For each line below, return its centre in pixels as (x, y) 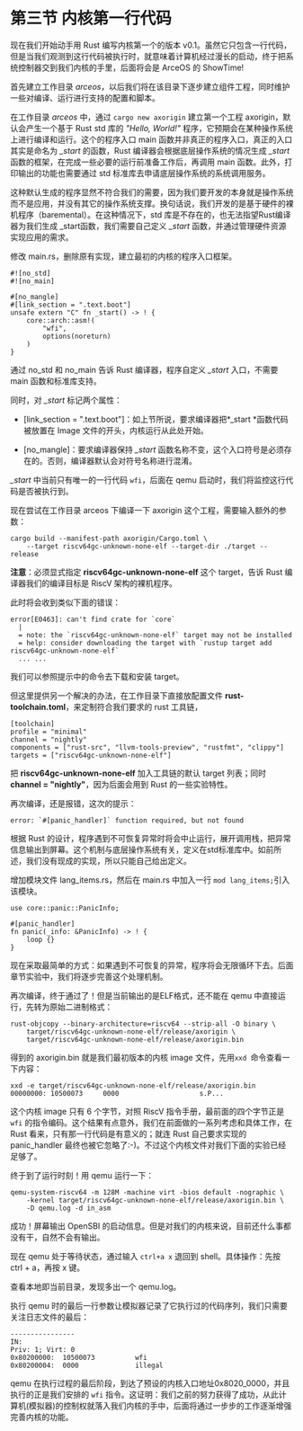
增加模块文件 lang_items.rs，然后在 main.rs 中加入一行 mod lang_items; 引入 (150, 880)
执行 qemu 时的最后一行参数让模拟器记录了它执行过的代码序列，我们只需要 (149, 1305)
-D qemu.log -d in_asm (69, 1208)
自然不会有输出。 (73, 1237)
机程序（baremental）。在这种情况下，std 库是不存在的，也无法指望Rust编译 (151, 214)
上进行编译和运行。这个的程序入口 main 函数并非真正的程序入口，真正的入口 (151, 139)
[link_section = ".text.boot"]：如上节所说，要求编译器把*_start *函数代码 (156, 419)
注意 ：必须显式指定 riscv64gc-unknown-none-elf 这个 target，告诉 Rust (147, 572)
